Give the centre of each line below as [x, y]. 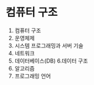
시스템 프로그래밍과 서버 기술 [49, 46]
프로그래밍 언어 [33, 76]
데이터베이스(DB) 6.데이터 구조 [51, 61]
